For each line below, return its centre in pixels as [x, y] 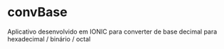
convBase [37, 12]
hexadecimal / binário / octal [49, 38]
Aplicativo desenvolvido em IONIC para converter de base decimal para [112, 31]
